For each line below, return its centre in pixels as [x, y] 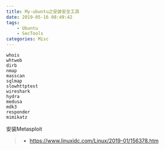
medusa [14, 102]
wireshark [18, 92]
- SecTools [30, 34]
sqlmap [14, 81]
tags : [13, 22]
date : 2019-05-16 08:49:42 [39, 17]
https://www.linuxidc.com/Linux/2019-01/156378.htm [94, 141]
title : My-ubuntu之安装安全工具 [43, 12]
